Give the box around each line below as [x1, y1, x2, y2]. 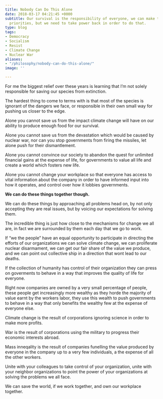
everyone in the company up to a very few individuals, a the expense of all [5, 349, 154, 355]
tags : [5, 30, 16, 34]
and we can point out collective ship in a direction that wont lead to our [5, 250, 147, 256]
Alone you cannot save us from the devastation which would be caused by [5, 132, 154, 138]
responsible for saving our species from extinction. [5, 88, 107, 94]
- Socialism [5, 39, 29, 44]
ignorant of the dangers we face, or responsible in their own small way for [5, 103, 153, 109]
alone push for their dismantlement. [5, 143, 76, 148]
